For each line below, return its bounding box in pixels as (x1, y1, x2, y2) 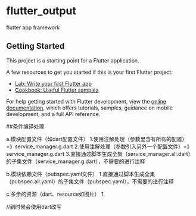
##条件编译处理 (6, 123, 45, 130)
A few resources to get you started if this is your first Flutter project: (6, 68, 173, 76)
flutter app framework (6, 24, 60, 31)
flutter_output (6, 4, 76, 18)
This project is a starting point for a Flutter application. (6, 57, 139, 64)
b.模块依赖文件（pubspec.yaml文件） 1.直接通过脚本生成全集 (6, 170, 155, 177)
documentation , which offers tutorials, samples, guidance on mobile (6, 104, 173, 111)
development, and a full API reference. (6, 110, 101, 117)
